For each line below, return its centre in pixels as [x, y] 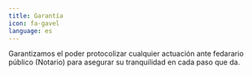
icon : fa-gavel [34, 23]
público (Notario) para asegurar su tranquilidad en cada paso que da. [124, 62]
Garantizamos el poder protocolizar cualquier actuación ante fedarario [126, 54]
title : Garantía [36, 16]
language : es [30, 31]
